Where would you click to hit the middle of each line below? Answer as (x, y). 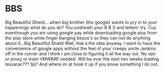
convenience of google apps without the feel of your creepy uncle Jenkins (81, 48)
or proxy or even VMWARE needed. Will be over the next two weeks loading (82, 59)
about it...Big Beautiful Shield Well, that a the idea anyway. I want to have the (83, 43)
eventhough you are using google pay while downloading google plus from (81, 33)
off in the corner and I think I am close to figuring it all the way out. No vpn (81, 54)
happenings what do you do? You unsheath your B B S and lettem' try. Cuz (81, 27)
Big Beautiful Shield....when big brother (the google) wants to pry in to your (81, 22)
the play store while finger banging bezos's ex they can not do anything (78, 38)
